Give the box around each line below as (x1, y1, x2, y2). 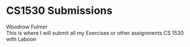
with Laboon (6, 35, 37, 42)
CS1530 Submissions (6, 4, 113, 17)
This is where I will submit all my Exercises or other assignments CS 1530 (6, 29, 184, 36)
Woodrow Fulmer (6, 23, 48, 30)
